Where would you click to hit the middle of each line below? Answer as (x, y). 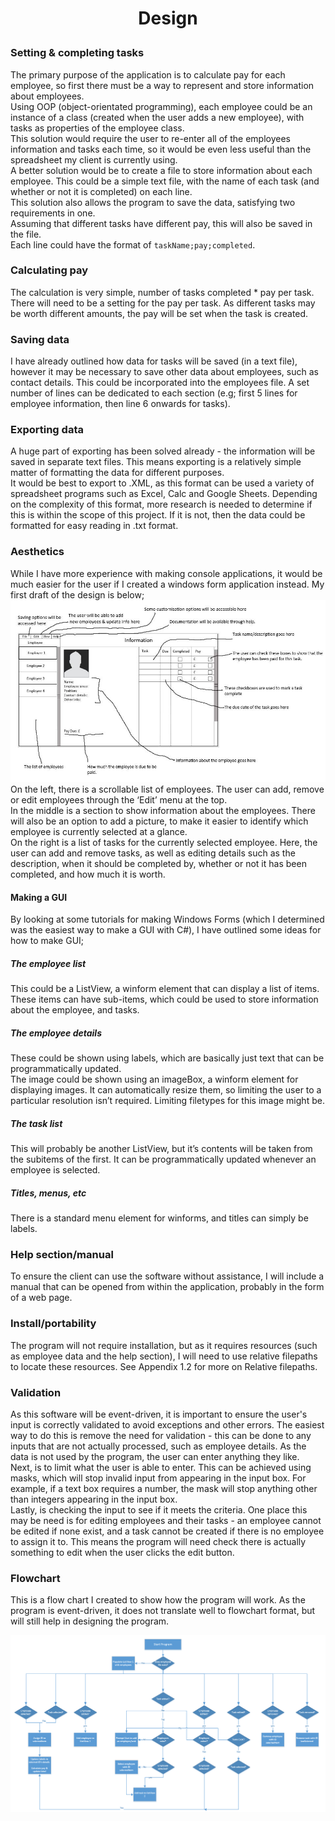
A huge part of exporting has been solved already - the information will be (163, 451)
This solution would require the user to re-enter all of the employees (150, 138)
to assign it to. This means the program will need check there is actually (158, 1541)
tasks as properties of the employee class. (97, 128)
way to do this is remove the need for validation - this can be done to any (161, 1435)
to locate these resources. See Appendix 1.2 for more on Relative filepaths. (164, 1366)
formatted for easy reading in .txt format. (94, 526)
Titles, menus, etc (48, 1193)
